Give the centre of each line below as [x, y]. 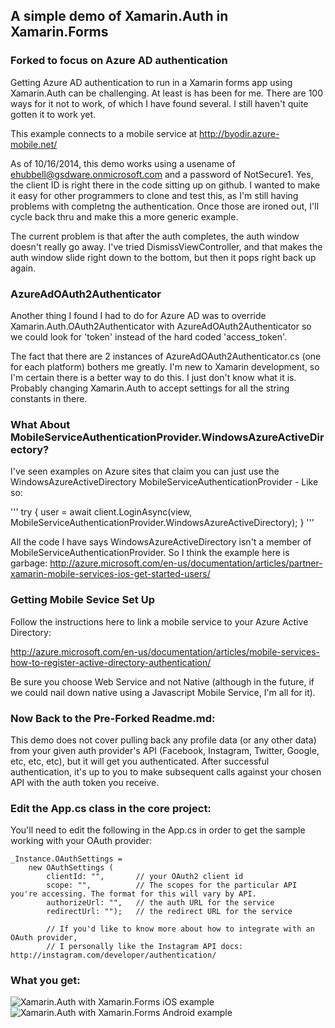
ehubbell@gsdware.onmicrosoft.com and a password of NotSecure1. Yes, [162, 174]
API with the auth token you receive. [85, 782]
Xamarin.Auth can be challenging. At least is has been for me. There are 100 [167, 93]
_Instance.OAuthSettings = [66, 859]
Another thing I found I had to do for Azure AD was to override [138, 315]
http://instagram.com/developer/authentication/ [113, 955]
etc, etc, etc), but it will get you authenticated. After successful [140, 761]
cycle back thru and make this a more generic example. [124, 216]
